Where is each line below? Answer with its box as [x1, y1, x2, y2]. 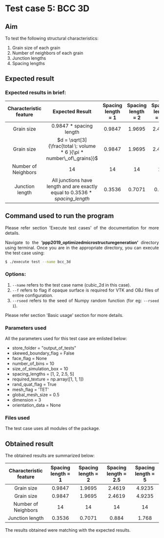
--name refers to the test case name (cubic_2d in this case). [12, 282, 131, 288]
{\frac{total [48, 142, 74, 149]
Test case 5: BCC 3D [5, 3, 90, 14]
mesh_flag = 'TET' [12, 386, 49, 392]
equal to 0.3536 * [50, 189, 92, 196]
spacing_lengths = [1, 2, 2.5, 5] [12, 371, 74, 377]
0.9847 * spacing [51, 122, 93, 129]
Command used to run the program [5, 212, 114, 220]
